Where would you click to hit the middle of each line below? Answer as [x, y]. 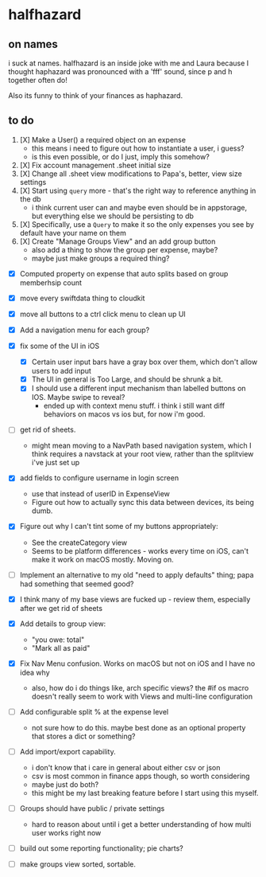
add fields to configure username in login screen [99, 478]
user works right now [66, 832]
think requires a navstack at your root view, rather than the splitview [143, 454]
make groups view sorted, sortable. [78, 864]
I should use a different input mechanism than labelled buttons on [139, 389]
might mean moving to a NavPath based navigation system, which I [141, 446]
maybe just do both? [65, 784]
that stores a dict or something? [83, 736]
